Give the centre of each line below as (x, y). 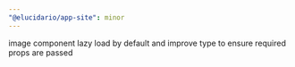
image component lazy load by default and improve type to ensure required (147, 43)
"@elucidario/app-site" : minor (67, 17)
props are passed (41, 52)
